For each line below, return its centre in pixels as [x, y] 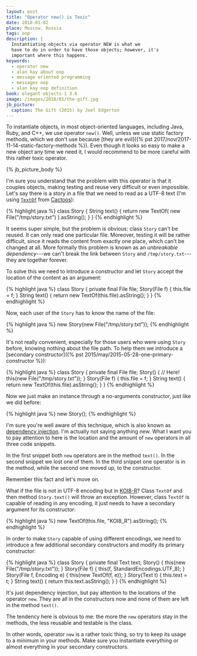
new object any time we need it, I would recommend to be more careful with [98, 152]
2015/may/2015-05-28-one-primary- [129, 354]
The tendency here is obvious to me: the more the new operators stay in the [97, 617]
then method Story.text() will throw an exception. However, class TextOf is [98, 497]
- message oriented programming [51, 77]
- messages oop [30, 83]
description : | [25, 39]
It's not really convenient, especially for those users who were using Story [96, 342]
